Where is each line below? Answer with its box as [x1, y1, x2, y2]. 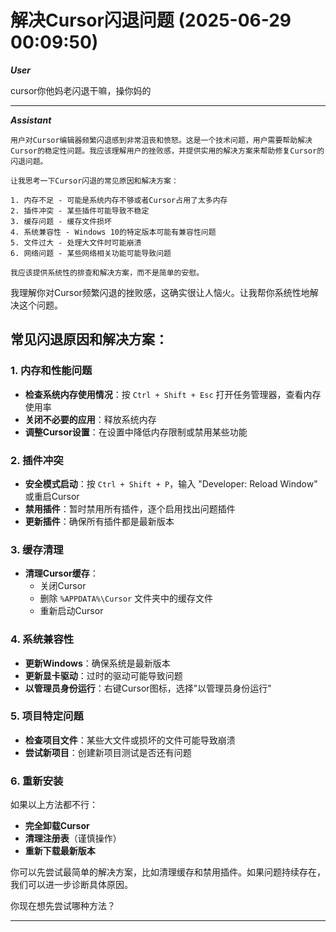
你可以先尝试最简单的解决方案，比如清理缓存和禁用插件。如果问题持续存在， [10, 866, 326, 878]
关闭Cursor [39, 580, 87, 592]
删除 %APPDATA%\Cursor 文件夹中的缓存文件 [39, 592, 214, 605]
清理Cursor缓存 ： [24, 567, 99, 580]
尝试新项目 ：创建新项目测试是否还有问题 [24, 746, 192, 758]
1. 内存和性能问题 [10, 364, 93, 378]
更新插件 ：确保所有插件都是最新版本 [24, 515, 175, 527]
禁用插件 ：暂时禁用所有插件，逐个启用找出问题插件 [24, 502, 236, 515]
